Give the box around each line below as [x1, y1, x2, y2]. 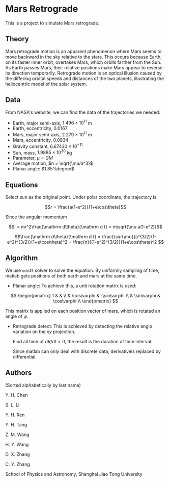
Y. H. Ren [5, 412, 25, 418]
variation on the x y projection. [12, 328, 75, 335]
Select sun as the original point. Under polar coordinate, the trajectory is [5, 194, 157, 200]
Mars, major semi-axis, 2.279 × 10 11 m [12, 131, 93, 138]
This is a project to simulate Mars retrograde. [5, 20, 100, 26]
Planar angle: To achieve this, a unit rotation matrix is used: [12, 283, 136, 289]
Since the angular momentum [5, 214, 67, 220]
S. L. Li [5, 401, 20, 408]
